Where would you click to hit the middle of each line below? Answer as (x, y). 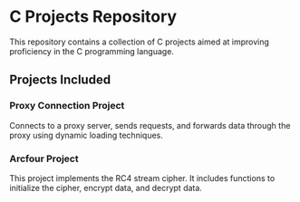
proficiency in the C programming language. (92, 51)
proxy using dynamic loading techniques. (86, 135)
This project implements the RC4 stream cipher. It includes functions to (142, 178)
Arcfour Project (44, 159)
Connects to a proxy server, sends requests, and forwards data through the (150, 125)
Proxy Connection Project (67, 106)
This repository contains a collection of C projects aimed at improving (140, 42)
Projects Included (60, 80)
